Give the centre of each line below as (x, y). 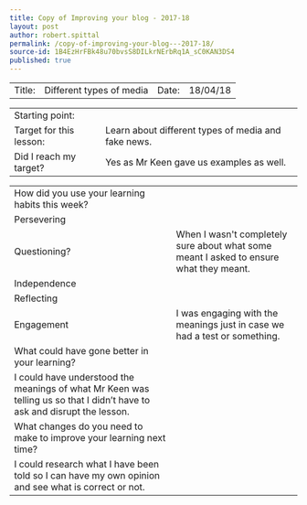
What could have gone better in (81, 351)
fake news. (128, 141)
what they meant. (213, 269)
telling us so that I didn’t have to (82, 400)
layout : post (34, 27)
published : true (40, 60)
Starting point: (44, 115)
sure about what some (224, 246)
